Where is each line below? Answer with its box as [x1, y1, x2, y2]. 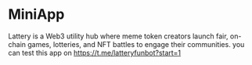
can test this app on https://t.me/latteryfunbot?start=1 [8, 48, 182, 57]
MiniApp [8, 5, 65, 23]
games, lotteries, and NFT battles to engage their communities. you [27, 39, 245, 49]
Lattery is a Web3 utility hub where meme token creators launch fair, [8, 31, 229, 41]
